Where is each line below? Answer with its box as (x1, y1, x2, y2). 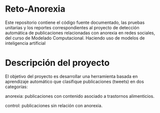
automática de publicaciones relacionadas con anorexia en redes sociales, (5, 30, 156, 36)
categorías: (5, 84, 28, 90)
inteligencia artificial (5, 40, 46, 46)
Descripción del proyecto (5, 57, 110, 69)
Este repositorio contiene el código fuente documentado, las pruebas (5, 19, 145, 25)
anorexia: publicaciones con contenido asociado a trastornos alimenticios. (5, 93, 155, 99)
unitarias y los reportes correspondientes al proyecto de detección (5, 24, 139, 30)
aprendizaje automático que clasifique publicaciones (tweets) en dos (5, 78, 144, 84)
